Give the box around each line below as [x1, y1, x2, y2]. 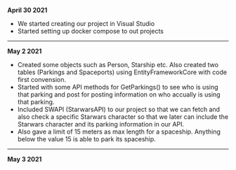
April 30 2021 [7, 6, 48, 14]
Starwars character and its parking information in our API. [17, 120, 185, 128]
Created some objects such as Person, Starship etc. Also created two [17, 61, 219, 69]
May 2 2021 [7, 47, 42, 55]
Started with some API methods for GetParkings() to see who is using [17, 83, 219, 91]
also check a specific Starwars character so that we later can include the [17, 113, 229, 121]
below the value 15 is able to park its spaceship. [17, 135, 156, 143]
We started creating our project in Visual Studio [17, 20, 155, 27]
